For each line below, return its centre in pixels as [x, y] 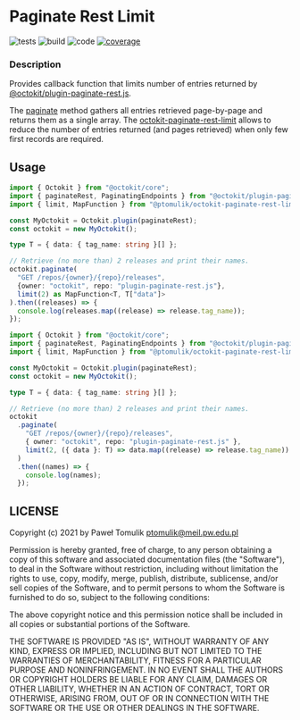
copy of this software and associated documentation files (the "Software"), [147, 559]
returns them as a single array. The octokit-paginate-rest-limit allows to [140, 120]
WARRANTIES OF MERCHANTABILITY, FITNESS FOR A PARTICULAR [135, 661]
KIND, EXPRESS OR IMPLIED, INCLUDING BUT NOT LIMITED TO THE [136, 651]
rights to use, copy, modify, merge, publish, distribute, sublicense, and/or [144, 579]
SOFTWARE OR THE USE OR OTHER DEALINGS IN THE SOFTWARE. [134, 708]
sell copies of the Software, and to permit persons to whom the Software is [147, 588]
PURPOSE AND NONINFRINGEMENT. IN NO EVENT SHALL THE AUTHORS [146, 670]
